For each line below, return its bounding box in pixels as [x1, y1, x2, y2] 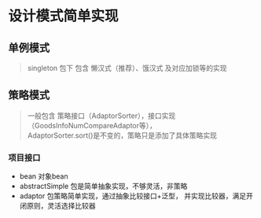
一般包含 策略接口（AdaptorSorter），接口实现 [27, 111, 176, 120]
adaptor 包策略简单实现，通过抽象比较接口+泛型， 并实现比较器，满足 [19, 191, 246, 201]
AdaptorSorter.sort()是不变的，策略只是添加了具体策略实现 [27, 131, 218, 140]
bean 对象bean [19, 172, 68, 181]
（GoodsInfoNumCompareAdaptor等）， [27, 120, 157, 130]
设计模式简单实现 [8, 7, 119, 25]
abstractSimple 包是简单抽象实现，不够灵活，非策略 [19, 182, 188, 191]
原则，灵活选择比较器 [26, 201, 96, 211]
